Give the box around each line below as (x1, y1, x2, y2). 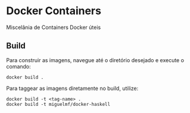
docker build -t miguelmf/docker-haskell (6, 101, 111, 107)
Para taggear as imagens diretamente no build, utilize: (6, 85, 139, 92)
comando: (6, 63, 31, 70)
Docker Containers (6, 4, 101, 18)
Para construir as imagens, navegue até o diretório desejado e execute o (6, 56, 185, 63)
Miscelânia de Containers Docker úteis (6, 24, 101, 31)
